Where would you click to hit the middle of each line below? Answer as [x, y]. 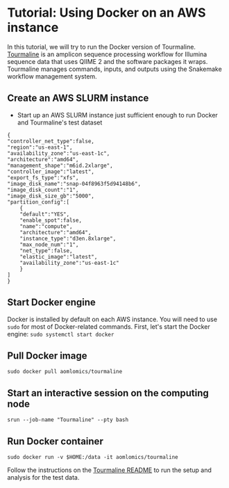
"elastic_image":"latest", [59, 257]
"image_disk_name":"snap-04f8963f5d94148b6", [74, 184]
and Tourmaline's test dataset [60, 122]
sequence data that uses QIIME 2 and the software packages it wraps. [108, 61]
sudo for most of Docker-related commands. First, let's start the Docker [109, 326]
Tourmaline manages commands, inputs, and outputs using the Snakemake [114, 69]
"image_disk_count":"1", [43, 190]
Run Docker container [56, 441]
